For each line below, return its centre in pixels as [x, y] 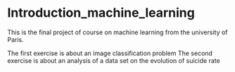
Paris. [16, 39]
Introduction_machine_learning [101, 13]
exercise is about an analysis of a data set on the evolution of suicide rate [114, 60]
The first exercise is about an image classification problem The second [110, 53]
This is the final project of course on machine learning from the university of [118, 32]
